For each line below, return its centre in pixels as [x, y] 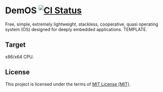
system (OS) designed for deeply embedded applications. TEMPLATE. [76, 29]
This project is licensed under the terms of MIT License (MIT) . [68, 84]
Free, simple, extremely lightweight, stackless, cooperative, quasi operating [82, 24]
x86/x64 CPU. [19, 57]
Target [16, 45]
